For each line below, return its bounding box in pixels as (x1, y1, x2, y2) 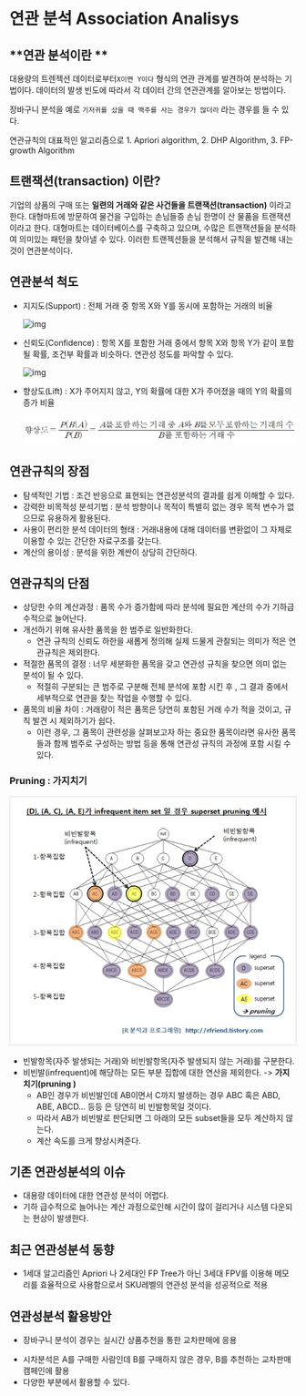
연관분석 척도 (9, 274, 79, 290)
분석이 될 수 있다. (22, 670, 84, 681)
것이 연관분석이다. (9, 245, 74, 256)
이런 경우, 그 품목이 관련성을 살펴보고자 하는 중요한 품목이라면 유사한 (36, 727, 280, 738)
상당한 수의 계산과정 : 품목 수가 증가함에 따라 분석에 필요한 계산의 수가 (22, 602, 270, 613)
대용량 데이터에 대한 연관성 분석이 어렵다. (22, 1190, 169, 1201)
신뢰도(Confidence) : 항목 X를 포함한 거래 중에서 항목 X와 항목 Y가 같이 (22, 337, 278, 348)
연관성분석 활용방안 (9, 1309, 112, 1324)
